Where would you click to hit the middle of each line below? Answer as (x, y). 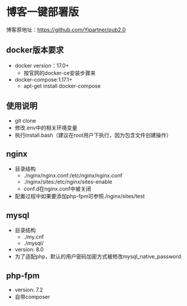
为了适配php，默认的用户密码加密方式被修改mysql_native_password (98, 257)
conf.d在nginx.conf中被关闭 (57, 189)
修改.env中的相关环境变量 (46, 127)
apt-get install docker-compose (62, 86)
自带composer (32, 297)
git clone (25, 120)
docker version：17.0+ (42, 65)
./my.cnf (34, 237)
